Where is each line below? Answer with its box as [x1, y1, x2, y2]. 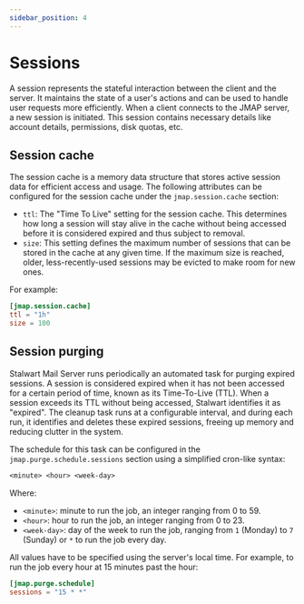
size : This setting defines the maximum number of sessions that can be [22, 237, 291, 248]
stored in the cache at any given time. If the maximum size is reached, [22, 247, 285, 258]
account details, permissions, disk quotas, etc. [9, 121, 183, 132]
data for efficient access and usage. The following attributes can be [9, 181, 263, 192]
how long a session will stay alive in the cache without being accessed [22, 218, 287, 229]
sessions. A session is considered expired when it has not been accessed [9, 377, 285, 388]
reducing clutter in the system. [9, 426, 124, 437]
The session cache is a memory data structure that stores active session [9, 172, 281, 183]
